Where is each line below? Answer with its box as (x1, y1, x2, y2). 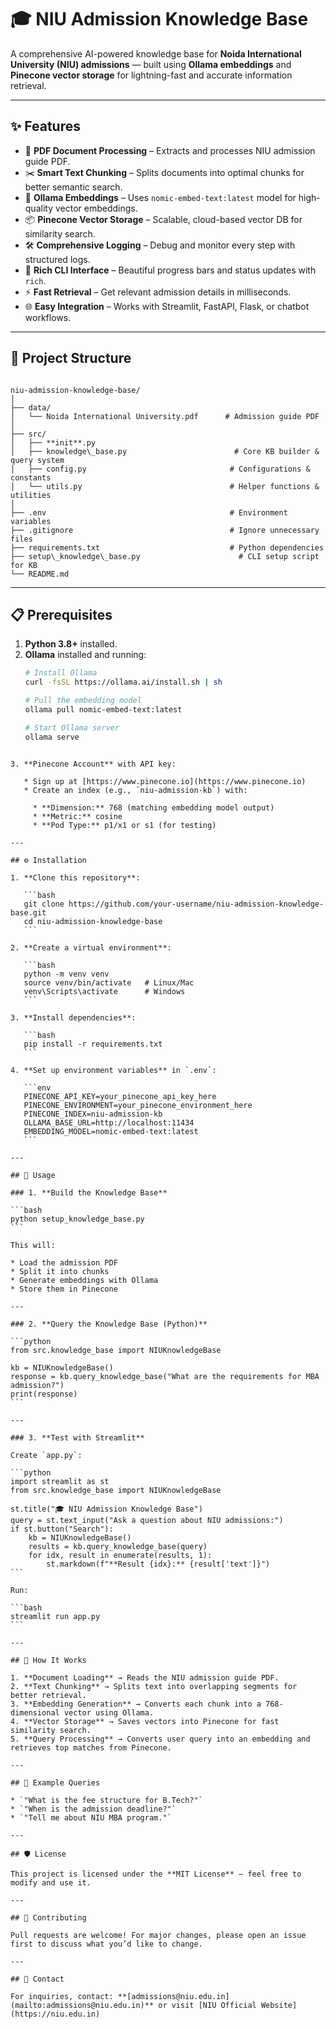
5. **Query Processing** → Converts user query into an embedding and (10, 1734, 311, 1744)
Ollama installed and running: (24, 649, 147, 661)
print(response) (10, 1389, 78, 1399)
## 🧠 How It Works (10, 1655, 87, 1665)
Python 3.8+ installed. (24, 638, 118, 650)
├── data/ (10, 402, 52, 413)
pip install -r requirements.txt (23, 1039, 163, 1049)
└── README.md (10, 569, 70, 579)
